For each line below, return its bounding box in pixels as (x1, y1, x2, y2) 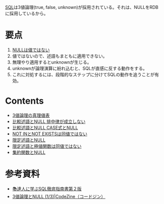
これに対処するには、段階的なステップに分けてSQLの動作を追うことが (12, 71, 155, 78)
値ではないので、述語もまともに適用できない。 (12, 53, 107, 59)
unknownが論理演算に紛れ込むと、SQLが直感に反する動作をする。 (12, 65, 148, 71)
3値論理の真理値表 (12, 112, 50, 118)
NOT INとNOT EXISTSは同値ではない (12, 130, 88, 137)
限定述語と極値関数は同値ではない (12, 143, 82, 149)
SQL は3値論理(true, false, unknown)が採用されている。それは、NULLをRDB (5, 4, 159, 10)
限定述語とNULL (12, 137, 46, 143)
